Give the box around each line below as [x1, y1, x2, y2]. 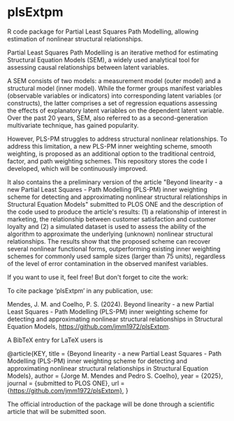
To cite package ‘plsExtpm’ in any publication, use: [7, 286, 154, 295]
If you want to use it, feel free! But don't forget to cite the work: [7, 273, 189, 281]
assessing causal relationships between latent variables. [7, 63, 170, 71]
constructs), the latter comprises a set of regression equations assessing [7, 98, 218, 107]
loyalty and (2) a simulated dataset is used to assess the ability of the [7, 222, 207, 230]
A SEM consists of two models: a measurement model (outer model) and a [7, 76, 221, 84]
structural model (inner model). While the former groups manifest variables [7, 84, 223, 92]
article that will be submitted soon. [7, 407, 107, 415]
